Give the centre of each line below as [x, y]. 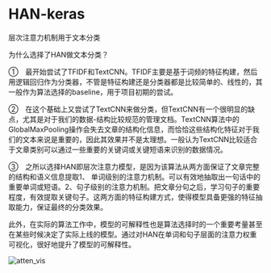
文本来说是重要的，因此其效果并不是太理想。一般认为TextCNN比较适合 [140, 139]
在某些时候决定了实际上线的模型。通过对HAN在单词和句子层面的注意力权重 [133, 234]
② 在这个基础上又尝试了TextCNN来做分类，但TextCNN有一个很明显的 [128, 109]
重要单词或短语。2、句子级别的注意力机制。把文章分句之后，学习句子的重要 [134, 187]
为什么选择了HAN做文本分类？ [58, 54]
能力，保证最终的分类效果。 [61, 207]
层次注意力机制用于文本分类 [54, 37]
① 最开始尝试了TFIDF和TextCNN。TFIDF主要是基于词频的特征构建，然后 [133, 71]
